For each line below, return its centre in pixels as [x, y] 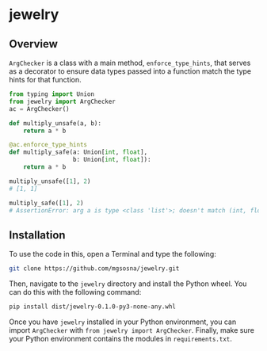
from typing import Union [51, 94]
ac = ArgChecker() [39, 109]
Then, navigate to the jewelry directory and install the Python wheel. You [128, 284]
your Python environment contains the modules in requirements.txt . [121, 338]
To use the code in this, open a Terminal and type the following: [113, 254]
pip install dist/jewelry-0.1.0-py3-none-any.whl [93, 307]
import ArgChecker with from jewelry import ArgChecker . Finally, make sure [132, 330]
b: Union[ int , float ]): [112, 160]
